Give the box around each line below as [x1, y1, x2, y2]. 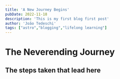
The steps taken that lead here [5, 66, 101, 74]
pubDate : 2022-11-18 [5, 12, 48, 17]
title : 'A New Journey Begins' [5, 7, 70, 12]
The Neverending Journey [5, 47, 115, 58]
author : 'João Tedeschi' [5, 21, 56, 26]
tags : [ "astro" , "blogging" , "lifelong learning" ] [5, 26, 107, 30]
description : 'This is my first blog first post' [5, 16, 110, 21]
